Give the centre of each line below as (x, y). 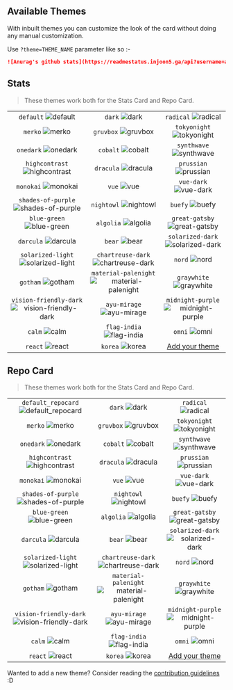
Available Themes (47, 11)
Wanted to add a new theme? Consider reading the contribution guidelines (113, 673)
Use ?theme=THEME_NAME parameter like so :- (69, 49)
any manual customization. (46, 35)
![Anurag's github (34, 62)
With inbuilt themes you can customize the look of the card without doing (112, 28)
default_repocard (50, 403)
